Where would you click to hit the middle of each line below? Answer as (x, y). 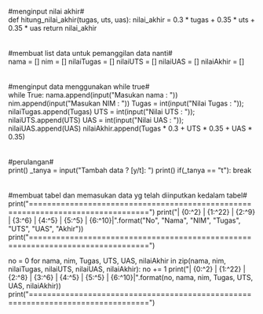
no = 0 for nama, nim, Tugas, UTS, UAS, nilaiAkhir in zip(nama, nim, (117, 260)
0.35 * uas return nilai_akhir (53, 28)
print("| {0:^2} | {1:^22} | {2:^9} (206, 212)
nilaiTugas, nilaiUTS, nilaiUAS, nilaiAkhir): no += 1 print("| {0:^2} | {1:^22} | (127, 269)
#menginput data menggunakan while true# (79, 87)
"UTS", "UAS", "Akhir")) (46, 229)
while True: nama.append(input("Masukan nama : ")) (93, 95)
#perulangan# (31, 162)
